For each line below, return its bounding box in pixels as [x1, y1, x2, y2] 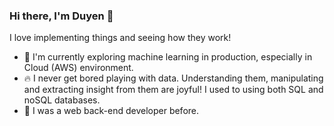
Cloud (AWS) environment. [23, 62, 134, 74]
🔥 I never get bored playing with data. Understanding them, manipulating [23, 72, 324, 84]
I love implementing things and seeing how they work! [9, 32, 232, 44]
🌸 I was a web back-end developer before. [23, 105, 200, 117]
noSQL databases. [23, 94, 101, 106]
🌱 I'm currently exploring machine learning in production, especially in [23, 51, 313, 63]
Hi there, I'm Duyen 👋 [9, 9, 114, 23]
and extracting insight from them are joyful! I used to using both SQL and [23, 84, 324, 96]
